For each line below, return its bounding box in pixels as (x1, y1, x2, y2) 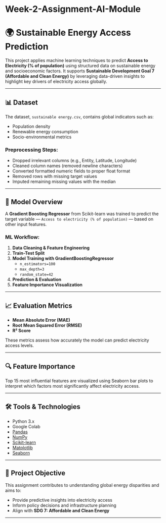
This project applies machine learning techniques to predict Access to (5, 58, 148, 63)
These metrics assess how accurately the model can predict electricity (5, 337, 149, 343)
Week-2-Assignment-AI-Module (5, 3, 141, 15)
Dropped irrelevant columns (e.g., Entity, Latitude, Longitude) (12, 158, 137, 164)
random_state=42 (19, 272, 53, 277)
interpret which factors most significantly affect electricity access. (5, 383, 140, 389)
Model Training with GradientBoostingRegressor (12, 255, 114, 261)
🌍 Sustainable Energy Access (5, 27, 131, 38)
